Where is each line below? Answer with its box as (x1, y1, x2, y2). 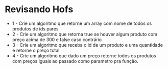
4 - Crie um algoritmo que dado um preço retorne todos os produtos (12, 52, 156, 59)
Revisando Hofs (5, 4, 74, 15)
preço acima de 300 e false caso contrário (12, 37, 102, 43)
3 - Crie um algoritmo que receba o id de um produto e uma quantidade (12, 42, 163, 48)
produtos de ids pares (12, 25, 59, 31)
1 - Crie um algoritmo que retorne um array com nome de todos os (12, 20, 152, 26)
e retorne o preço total (12, 47, 60, 53)
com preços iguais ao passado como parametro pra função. (12, 58, 138, 64)
